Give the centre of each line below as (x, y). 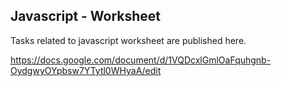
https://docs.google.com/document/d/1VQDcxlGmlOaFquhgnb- (141, 60)
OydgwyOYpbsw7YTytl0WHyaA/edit (86, 70)
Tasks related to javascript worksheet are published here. (128, 40)
